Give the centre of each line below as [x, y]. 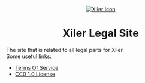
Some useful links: [29, 56]
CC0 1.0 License [35, 74]
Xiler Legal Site [101, 33]
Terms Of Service [37, 67]
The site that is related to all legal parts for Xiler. [65, 50]
